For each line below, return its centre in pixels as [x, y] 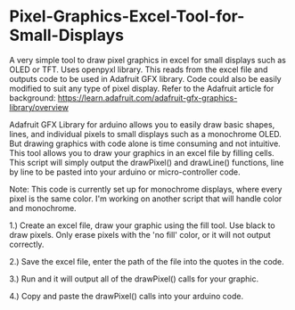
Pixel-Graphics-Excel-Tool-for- [127, 16]
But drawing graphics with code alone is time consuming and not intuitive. [145, 143]
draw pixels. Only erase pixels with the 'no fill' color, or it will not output [140, 234]
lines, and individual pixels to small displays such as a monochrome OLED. [146, 134]
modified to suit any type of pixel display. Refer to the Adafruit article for [142, 88]
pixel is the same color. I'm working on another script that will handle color [146, 199]
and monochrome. [43, 208]
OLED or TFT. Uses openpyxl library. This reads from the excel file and [139, 69]
